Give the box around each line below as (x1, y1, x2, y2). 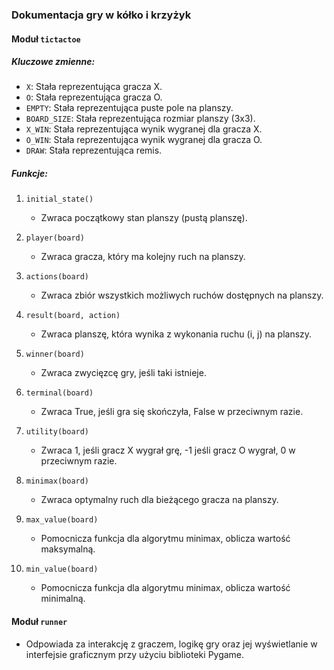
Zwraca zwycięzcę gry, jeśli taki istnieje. (40, 367, 207, 379)
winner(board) (25, 349, 85, 360)
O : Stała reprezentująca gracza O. (25, 91, 163, 103)
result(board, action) (25, 311, 121, 321)
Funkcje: (11, 168, 48, 180)
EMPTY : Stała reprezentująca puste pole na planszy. (25, 102, 234, 114)
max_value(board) (25, 515, 99, 525)
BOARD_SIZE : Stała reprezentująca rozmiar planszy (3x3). (25, 113, 256, 125)
